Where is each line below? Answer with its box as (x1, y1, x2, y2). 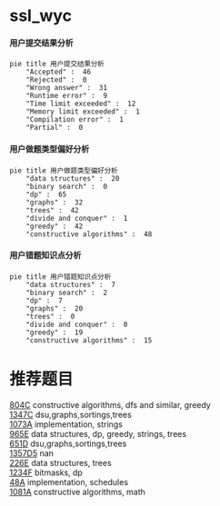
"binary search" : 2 (25, 288, 107, 297)
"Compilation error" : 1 (25, 115, 125, 124)
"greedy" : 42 (25, 222, 84, 231)
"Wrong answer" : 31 (25, 84, 107, 93)
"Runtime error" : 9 (25, 92, 107, 101)
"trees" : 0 (25, 312, 75, 321)
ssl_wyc (9, 5, 73, 26)
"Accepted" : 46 (25, 67, 92, 77)
